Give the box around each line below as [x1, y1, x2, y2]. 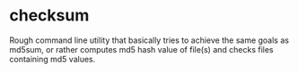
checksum [9, 5, 90, 26]
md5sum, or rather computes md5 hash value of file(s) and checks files [9, 44, 274, 54]
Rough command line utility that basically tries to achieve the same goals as [9, 35, 290, 45]
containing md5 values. [9, 53, 96, 64]
